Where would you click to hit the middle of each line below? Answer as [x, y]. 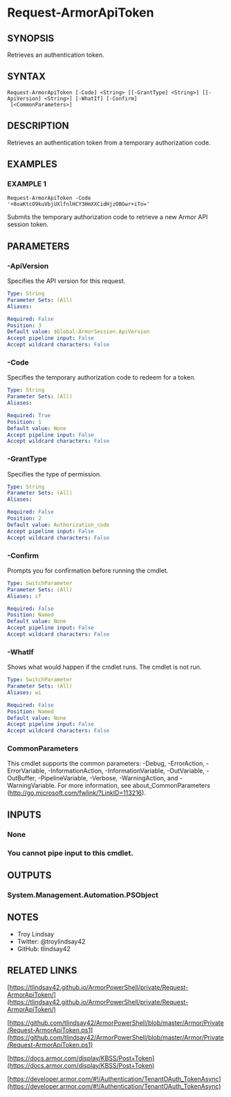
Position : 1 [24, 422]
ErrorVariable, [27, 771]
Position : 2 [24, 519]
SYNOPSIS [31, 38]
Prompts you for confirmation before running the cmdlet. [88, 570]
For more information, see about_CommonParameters [134, 786]
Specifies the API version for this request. [66, 281]
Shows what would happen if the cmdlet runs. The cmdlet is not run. [104, 667]
